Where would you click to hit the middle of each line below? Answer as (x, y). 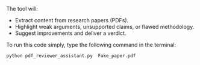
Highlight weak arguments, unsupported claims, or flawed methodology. (105, 27)
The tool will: (22, 9)
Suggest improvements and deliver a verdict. (70, 33)
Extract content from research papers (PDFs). (72, 20)
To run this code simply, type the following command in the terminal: (91, 45)
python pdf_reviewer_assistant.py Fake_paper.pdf (71, 56)
